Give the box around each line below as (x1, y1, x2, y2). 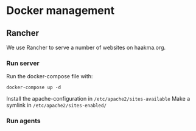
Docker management (6, 4, 114, 18)
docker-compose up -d (6, 84, 61, 91)
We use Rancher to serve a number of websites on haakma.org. (6, 44, 166, 51)
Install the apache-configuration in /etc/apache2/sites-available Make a (6, 95, 191, 102)
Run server (6, 59, 40, 67)
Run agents (6, 116, 41, 125)
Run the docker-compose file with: (6, 73, 93, 80)
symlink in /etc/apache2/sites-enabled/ (6, 101, 107, 109)
